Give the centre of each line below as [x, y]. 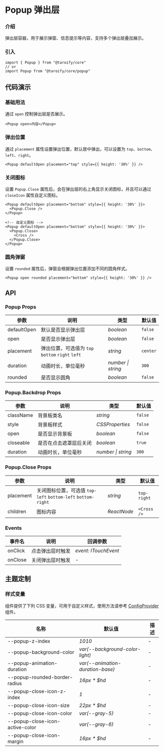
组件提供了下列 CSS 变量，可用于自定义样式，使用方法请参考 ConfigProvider [82, 606]
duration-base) [97, 669]
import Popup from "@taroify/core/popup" [48, 71]
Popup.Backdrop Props [33, 392]
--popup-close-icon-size [39, 705]
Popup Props [21, 307]
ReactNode [121, 511]
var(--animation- [100, 663]
